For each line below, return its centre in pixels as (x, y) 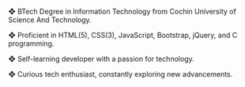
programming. (31, 43)
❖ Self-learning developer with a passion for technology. (102, 59)
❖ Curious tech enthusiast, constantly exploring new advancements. (121, 74)
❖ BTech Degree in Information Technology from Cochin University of (122, 11)
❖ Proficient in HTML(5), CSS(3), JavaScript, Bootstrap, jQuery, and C (123, 35)
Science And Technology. (50, 20)
